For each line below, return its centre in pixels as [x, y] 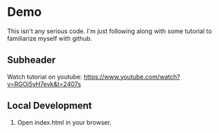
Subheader [32, 60]
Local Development [50, 106]
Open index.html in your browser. [64, 122]
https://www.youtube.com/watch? [132, 76]
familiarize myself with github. [50, 38]
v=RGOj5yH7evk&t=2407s [44, 84]
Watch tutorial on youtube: [45, 76]
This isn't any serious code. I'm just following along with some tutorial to [109, 31]
